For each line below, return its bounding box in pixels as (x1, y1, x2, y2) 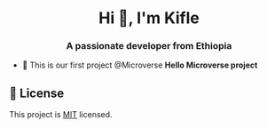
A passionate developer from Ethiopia (66, 40, 232, 52)
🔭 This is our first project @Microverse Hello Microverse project (21, 60, 258, 70)
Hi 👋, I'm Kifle (98, 8, 200, 28)
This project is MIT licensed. (9, 109, 113, 120)
